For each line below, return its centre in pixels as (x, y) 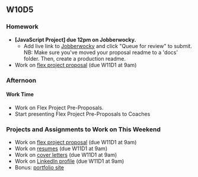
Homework (22, 27)
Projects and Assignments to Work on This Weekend (84, 129)
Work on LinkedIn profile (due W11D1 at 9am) (69, 161)
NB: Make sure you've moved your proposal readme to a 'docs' (101, 52)
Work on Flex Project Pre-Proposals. (59, 108)
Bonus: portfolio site (39, 167)
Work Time (20, 94)
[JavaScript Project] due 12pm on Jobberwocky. (75, 39)
